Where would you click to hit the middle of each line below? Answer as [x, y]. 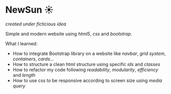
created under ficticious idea [36, 24]
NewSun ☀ [30, 10]
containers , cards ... [33, 59]
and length [24, 75]
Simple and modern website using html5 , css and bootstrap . [69, 34]
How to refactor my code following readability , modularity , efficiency [85, 70]
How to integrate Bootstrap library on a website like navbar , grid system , [89, 53]
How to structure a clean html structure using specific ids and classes [86, 64]
